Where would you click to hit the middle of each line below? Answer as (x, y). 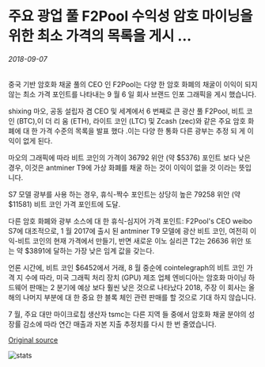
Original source (33, 340)
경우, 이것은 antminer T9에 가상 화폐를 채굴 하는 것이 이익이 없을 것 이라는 (123, 168)
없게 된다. (38, 141)
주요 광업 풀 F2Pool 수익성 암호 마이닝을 (131, 16)
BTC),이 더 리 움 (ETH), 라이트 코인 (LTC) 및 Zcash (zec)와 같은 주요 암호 (132, 121)
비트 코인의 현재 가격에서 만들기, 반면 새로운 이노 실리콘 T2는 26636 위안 (131, 241)
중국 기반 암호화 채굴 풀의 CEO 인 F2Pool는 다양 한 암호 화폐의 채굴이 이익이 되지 (133, 85)
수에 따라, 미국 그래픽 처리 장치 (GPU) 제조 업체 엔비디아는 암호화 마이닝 (136, 277)
